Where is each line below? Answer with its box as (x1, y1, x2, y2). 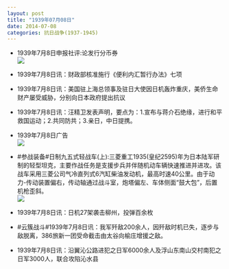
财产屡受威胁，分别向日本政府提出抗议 (16, 93, 125, 102)
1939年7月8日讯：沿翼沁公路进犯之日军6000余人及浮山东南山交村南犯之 (16, 246, 221, 255)
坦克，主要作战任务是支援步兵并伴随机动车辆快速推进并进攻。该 (40, 161, 221, 169)
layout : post (7, 10, 45, 17)
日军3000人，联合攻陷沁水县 (16, 255, 99, 263)
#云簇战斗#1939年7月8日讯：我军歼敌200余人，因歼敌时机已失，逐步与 (16, 223, 219, 231)
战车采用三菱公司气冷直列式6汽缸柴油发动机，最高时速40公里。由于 (16, 169, 209, 178)
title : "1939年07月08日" (7, 16, 75, 23)
